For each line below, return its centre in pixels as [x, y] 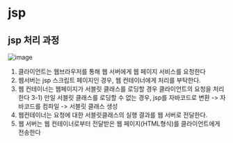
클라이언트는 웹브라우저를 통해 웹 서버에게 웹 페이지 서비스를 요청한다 [112, 71]
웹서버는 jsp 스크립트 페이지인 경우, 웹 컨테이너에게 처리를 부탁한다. [109, 80]
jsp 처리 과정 [34, 40]
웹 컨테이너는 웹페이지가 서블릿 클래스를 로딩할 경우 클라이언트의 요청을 [114, 89]
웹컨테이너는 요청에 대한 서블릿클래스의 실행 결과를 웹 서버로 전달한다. [113, 115]
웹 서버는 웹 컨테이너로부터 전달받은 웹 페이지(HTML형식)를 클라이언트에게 [119, 124]
